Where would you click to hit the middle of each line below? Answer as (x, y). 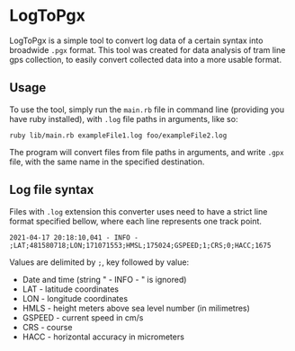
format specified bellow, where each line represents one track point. (136, 221)
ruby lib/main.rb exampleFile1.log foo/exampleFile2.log (118, 136)
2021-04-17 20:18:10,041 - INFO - (74, 237)
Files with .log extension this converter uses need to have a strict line (139, 211)
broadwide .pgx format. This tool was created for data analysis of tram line (147, 49)
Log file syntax (52, 190)
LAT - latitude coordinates (71, 289)
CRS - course (47, 327)
